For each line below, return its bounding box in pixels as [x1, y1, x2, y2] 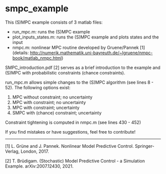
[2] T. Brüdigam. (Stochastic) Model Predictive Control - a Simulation [5, 158, 145, 164]
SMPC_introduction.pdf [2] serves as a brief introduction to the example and [5, 65, 161, 70]
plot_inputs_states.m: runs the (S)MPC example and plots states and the [12, 34, 159, 40]
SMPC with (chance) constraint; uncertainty [12, 109, 102, 116]
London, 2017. [20, 148, 49, 154]
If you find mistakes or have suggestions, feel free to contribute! [5, 129, 136, 135]
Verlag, [5, 148, 20, 154]
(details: [12, 50, 29, 56]
